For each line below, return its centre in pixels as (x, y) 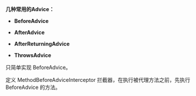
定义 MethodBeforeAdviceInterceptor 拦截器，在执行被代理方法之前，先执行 (98, 80)
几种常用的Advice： (30, 9)
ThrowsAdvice (32, 55)
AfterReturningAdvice (42, 44)
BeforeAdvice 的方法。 (33, 87)
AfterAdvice (29, 32)
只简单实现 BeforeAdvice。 (38, 67)
